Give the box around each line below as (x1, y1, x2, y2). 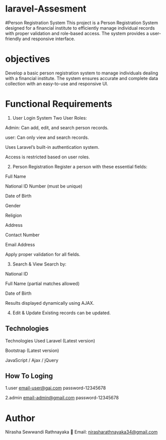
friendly (5, 36, 22, 42)
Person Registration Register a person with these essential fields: (12, 163, 147, 169)
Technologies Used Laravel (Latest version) (5, 337, 96, 343)
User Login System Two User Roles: (12, 115, 87, 121)
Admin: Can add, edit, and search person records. (5, 124, 109, 131)
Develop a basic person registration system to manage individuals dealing (5, 70, 158, 76)
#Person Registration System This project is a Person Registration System (5, 20, 158, 26)
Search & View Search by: (12, 261, 67, 267)
